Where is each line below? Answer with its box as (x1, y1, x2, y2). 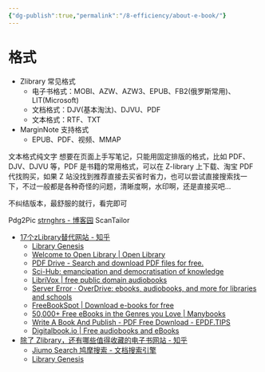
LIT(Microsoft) (31, 95, 80, 104)
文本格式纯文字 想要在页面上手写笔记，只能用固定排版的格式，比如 (8, 151, 227, 161)
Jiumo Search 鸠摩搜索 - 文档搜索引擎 (31, 345, 157, 354)
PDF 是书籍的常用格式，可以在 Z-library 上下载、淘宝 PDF (63, 161, 254, 171)
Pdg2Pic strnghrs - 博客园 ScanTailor (8, 215, 130, 225)
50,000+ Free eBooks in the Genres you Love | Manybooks (31, 308, 226, 319)
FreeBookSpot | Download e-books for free (31, 300, 174, 310)
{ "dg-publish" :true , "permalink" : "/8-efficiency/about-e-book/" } (8, 11, 227, 20)
